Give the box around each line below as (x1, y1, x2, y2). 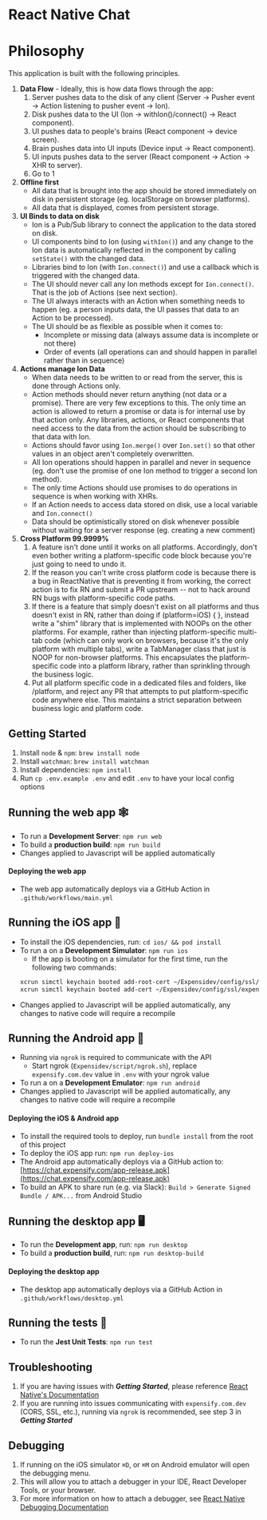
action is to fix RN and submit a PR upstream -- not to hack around (31, 585, 251, 594)
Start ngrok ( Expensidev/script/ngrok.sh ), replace (31, 1061, 198, 1071)
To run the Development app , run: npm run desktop (19, 1240, 188, 1249)
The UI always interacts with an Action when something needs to (31, 296, 245, 306)
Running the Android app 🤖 (8, 1031, 145, 1045)
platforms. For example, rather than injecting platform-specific (31, 627, 237, 637)
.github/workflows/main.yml (19, 894, 113, 902)
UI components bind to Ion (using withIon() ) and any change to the (31, 237, 253, 247)
